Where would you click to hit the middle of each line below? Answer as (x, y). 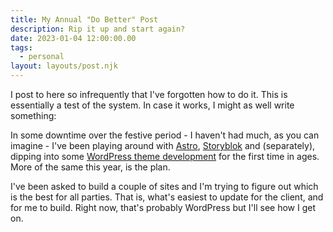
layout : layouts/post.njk (64, 66)
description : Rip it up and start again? (98, 29)
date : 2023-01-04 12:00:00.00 (73, 38)
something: (33, 115)
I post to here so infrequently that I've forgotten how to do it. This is (149, 94)
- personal (42, 57)
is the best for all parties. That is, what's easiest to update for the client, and (167, 197)
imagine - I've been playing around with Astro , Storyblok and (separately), (163, 145)
